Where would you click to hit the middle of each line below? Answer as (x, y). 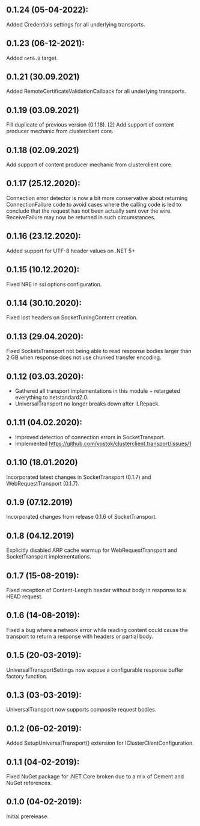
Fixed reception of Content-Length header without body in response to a (96, 590)
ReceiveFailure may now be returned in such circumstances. (81, 217)
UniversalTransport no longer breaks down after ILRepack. (87, 404)
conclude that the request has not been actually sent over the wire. (89, 211)
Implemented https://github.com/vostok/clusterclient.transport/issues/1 (103, 443)
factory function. (27, 676)
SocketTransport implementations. (49, 557)
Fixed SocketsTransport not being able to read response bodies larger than (99, 351)
